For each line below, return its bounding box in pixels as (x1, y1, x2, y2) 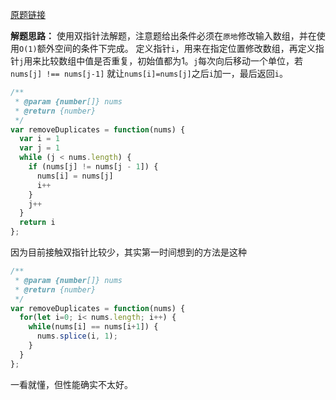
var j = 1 (19, 143, 60, 153)
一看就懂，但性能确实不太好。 (10, 378, 133, 390)
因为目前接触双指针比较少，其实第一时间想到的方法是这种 (10, 246, 247, 258)
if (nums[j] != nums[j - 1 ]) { (28, 162, 159, 172)
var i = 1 (19, 134, 60, 144)
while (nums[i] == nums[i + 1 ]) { (28, 322, 159, 332)
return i (19, 218, 56, 228)
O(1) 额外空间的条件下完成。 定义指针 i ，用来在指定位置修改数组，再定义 (19, 43, 316, 54)
